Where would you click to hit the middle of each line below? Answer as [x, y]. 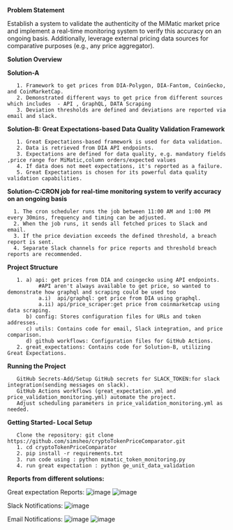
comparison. [24, 335]
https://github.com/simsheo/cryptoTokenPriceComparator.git [97, 441]
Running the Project [37, 366]
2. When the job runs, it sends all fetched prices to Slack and [111, 224]
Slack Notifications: [35, 506]
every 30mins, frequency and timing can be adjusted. [87, 218]
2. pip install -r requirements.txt [70, 453]
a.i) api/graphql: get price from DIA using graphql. [119, 298]
